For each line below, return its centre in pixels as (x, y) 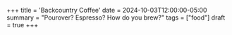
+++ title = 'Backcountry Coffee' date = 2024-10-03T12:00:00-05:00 (107, 10)
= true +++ (23, 25)
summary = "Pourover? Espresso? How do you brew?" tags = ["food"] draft (116, 17)
